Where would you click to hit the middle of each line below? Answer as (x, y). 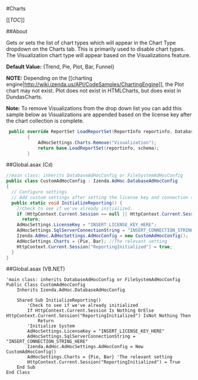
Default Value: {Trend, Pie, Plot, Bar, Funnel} (60, 67)
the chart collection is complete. (45, 121)
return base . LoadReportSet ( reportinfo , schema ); (98, 148)
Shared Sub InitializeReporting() (59, 300)
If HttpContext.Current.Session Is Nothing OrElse (91, 311)
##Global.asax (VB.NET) (36, 269)
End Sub (26, 368)
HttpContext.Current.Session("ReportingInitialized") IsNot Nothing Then (99, 316)
